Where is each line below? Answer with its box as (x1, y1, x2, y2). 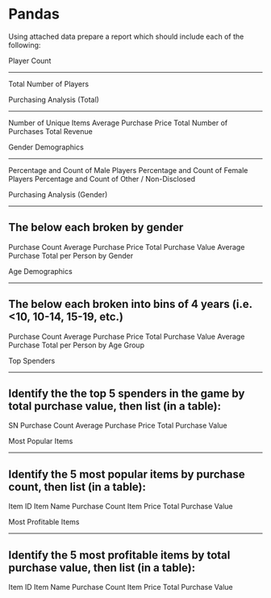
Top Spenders (8, 356, 56, 365)
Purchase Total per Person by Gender (8, 251, 134, 260)
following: (8, 40, 41, 49)
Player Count (8, 56, 52, 65)
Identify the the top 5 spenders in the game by (8, 386, 245, 400)
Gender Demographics (8, 142, 85, 152)
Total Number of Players (8, 78, 90, 89)
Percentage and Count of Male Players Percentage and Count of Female (8, 165, 248, 175)
